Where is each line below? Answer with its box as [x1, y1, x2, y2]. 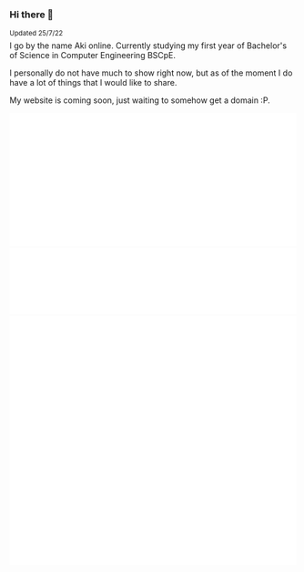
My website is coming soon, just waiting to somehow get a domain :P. [9, 95, 270, 106]
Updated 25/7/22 [9, 29, 64, 38]
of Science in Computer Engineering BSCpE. [9, 49, 176, 60]
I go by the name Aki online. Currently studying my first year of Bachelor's [9, 40, 288, 51]
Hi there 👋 [9, 8, 55, 21]
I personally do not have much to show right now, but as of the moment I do [9, 67, 293, 78]
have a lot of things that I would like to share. [9, 77, 177, 87]
